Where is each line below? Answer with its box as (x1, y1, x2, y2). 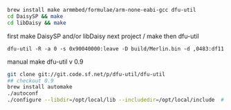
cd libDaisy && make (7, 19, 67, 26)
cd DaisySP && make (7, 12, 64, 20)
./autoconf (7, 90, 39, 97)
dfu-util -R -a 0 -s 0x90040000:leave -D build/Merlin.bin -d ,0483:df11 (7, 45, 225, 52)
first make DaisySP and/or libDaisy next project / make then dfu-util (7, 32, 199, 40)
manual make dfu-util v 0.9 (7, 57, 84, 66)
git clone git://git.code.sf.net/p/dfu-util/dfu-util (7, 71, 166, 77)
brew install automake (7, 84, 73, 91)
